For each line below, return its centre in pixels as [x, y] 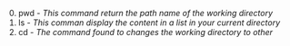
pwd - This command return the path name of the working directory [145, 13]
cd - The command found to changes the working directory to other [145, 32]
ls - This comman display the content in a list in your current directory [149, 23]
